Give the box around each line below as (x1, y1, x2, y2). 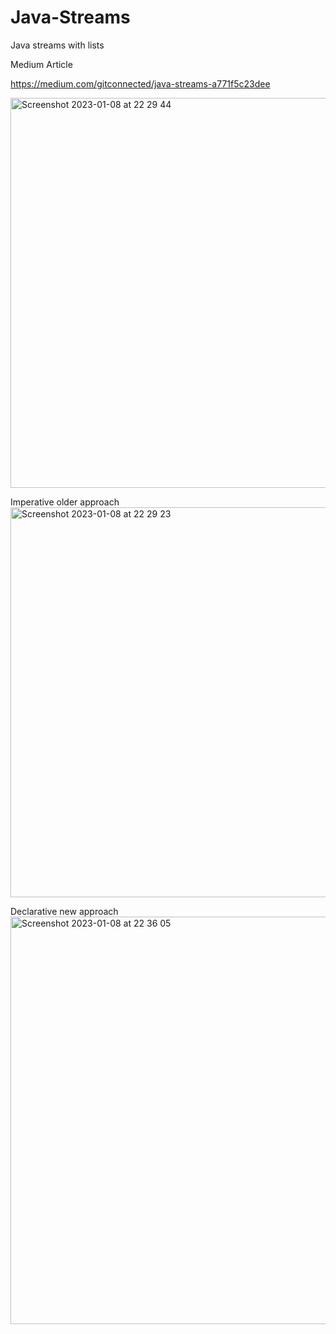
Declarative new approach (10, 905, 119, 917)
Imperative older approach (10, 496, 120, 508)
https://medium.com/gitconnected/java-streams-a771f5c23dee (10, 77, 271, 90)
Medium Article (10, 58, 73, 70)
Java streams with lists (10, 39, 105, 51)
